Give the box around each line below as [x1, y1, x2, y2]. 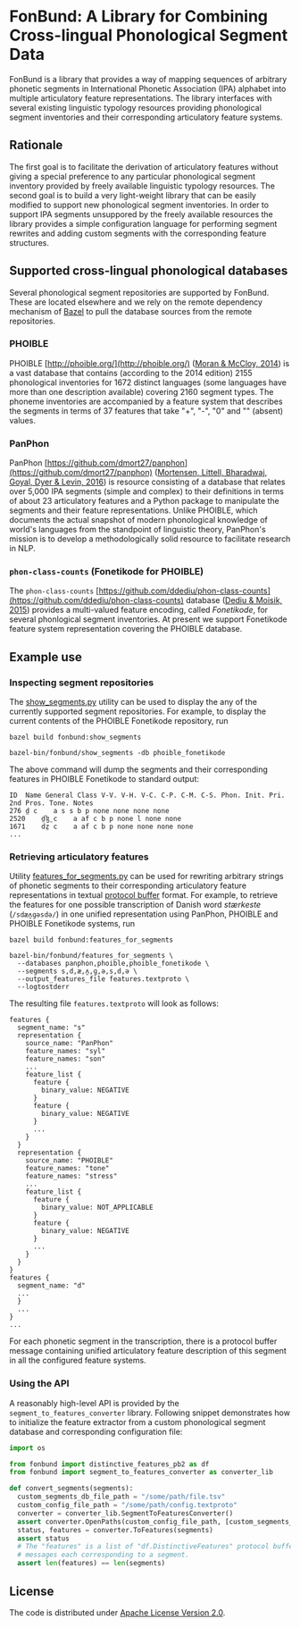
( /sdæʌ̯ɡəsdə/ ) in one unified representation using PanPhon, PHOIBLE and [9, 909, 279, 919]
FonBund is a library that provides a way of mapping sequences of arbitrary [9, 73, 287, 84]
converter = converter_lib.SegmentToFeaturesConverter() [17, 1508, 234, 1518]
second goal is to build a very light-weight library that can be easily [9, 189, 257, 200]
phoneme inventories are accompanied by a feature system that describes [9, 396, 283, 407]
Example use [9, 650, 83, 665]
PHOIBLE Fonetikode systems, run [9, 918, 136, 929]
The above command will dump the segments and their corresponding [9, 764, 268, 775]
